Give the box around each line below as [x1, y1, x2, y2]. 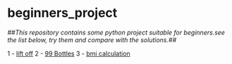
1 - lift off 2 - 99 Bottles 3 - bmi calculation [7, 49, 130, 58]
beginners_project [7, 5, 118, 21]
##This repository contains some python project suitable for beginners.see [7, 28, 226, 37]
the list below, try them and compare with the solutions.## [7, 35, 177, 44]
